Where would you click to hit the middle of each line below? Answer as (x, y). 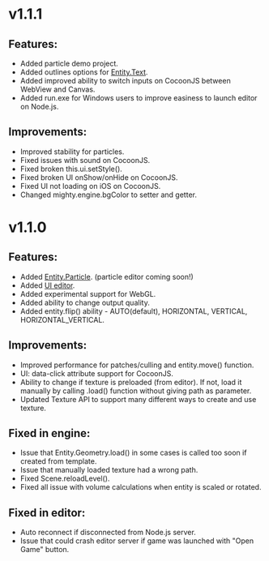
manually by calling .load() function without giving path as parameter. (136, 391)
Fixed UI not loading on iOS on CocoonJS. (90, 186)
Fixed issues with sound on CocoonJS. (85, 160)
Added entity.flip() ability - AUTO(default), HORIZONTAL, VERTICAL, (134, 311)
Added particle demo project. (69, 63)
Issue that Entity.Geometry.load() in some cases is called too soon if (133, 453)
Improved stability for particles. (72, 152)
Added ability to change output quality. (85, 302)
